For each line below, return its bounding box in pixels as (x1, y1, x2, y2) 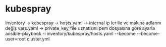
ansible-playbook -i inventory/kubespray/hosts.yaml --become (5, 30, 136, 36)
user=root (5, 36, 26, 42)
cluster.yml (27, 36, 50, 42)
